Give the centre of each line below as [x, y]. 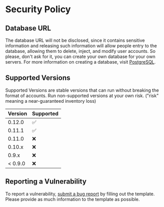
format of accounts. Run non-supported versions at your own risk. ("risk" [82, 96]
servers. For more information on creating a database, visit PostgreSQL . [81, 62]
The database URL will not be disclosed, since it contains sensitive [75, 40]
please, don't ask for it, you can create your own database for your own [80, 56]
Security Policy [38, 9]
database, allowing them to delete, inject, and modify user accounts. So [80, 51]
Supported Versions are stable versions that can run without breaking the [82, 90]
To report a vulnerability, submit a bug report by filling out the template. [80, 194]
